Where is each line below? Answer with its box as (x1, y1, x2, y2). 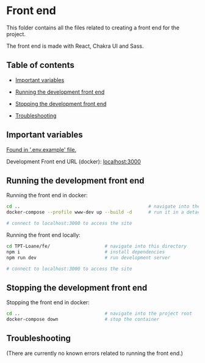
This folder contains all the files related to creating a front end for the (6, 24, 180, 31)
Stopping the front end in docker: (6, 299, 90, 306)
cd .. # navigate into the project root (6, 310, 192, 317)
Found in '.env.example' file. (6, 146, 77, 153)
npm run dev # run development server (6, 255, 171, 261)
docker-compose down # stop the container (6, 316, 160, 323)
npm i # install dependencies (6, 249, 165, 255)
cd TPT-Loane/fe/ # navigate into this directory (6, 243, 187, 249)
